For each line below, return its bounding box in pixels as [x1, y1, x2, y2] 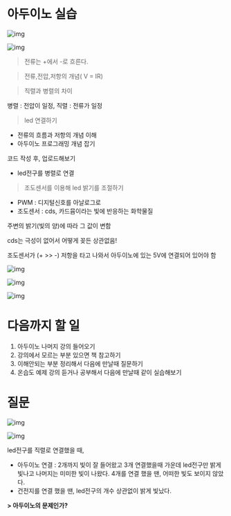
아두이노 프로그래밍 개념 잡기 [17, 139, 95, 147]
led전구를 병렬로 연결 [17, 169, 75, 177]
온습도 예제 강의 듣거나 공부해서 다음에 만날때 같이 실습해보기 [17, 368, 182, 376]
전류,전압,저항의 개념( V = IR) [24, 72, 104, 80]
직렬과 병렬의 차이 [24, 86, 73, 95]
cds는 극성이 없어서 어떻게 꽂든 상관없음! [7, 236, 118, 244]
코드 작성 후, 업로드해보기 [7, 154, 76, 163]
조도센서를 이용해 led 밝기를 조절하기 [24, 183, 124, 192]
